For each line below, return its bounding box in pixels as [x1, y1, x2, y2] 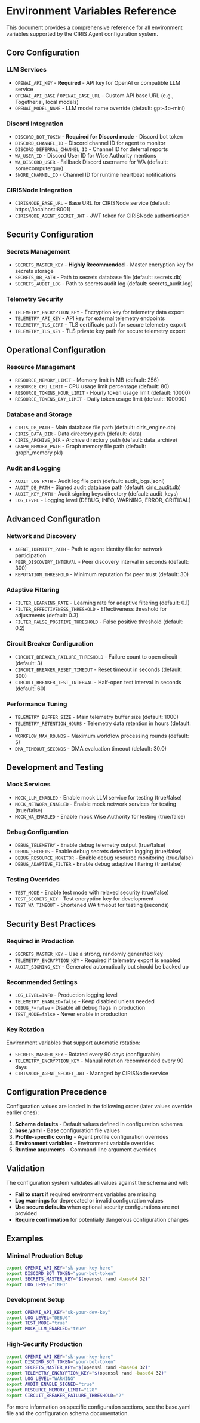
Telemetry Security [6, 294, 64, 303]
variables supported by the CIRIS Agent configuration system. [6, 30, 158, 37]
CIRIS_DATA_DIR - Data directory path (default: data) [14, 430, 142, 437]
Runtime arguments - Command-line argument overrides [14, 1146, 157, 1153]
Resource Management [6, 362, 76, 371]
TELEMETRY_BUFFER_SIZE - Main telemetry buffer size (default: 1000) [14, 714, 179, 721]
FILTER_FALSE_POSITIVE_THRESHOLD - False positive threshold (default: [14, 618, 184, 625]
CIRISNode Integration [6, 186, 73, 194]
